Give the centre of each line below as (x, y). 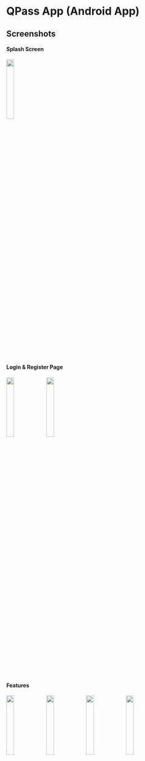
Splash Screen (25, 49)
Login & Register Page (35, 367)
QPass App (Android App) (73, 11)
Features (18, 685)
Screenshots (31, 34)
